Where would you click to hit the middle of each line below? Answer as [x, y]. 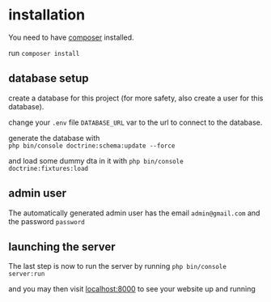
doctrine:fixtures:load [49, 168]
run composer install [44, 53]
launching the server [62, 247]
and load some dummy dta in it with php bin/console [96, 160]
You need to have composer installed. [72, 37]
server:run [27, 274]
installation [47, 15]
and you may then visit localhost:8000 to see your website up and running [132, 289]
